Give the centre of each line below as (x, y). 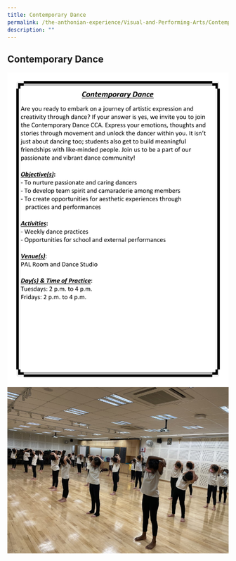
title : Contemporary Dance (47, 15)
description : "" (31, 30)
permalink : (23, 22)
